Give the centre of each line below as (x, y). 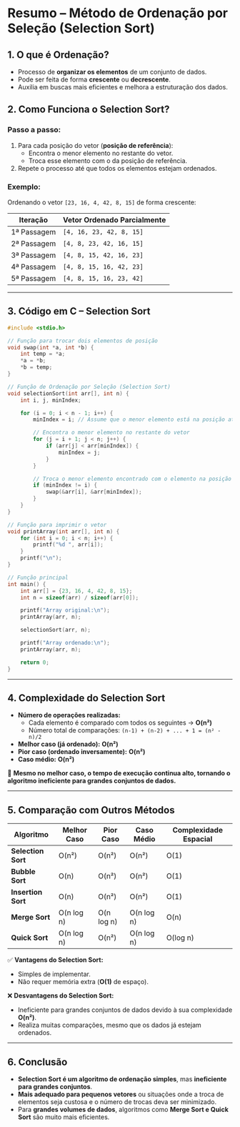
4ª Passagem (34, 267)
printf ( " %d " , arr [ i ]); (68, 545)
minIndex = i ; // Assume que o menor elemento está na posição (129, 419)
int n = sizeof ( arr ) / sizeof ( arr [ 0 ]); (80, 597)
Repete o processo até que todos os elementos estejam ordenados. (117, 168)
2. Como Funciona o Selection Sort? (89, 110)
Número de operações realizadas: (69, 715)
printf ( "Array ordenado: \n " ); (65, 643)
